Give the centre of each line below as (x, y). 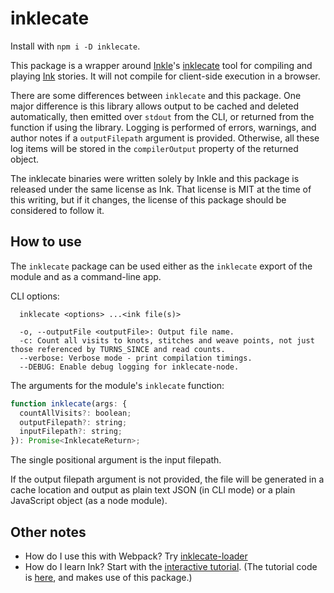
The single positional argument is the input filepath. (116, 460)
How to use (46, 242)
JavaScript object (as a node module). (89, 501)
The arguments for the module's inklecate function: (117, 385)
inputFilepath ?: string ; (71, 432)
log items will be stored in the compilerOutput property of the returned (154, 148)
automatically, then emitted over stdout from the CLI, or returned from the (162, 116)
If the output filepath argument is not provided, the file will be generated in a (167, 479)
